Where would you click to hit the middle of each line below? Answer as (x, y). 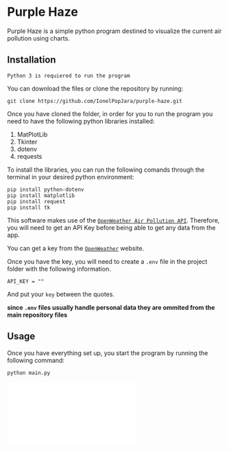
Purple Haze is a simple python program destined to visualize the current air (114, 31)
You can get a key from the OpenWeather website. (76, 248)
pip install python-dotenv (46, 190)
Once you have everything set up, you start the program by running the (108, 353)
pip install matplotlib (41, 195)
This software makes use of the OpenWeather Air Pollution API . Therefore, (113, 220)
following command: (36, 360)
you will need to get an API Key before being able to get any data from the (111, 227)
